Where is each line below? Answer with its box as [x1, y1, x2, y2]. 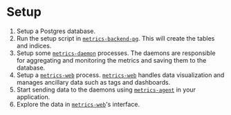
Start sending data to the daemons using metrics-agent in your [16, 85, 196, 94]
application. [16, 92, 50, 101]
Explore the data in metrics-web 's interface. [16, 100, 140, 108]
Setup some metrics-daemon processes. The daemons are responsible [16, 49, 216, 57]
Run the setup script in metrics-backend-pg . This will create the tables [16, 34, 215, 42]
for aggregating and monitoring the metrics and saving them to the [16, 56, 207, 64]
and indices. [16, 41, 52, 50]
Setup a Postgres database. [16, 27, 96, 35]
